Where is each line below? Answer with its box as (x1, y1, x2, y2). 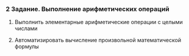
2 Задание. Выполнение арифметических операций (5, 5, 169, 13)
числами (14, 25, 38, 32)
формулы (14, 43, 39, 50)
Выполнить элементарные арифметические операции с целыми (14, 19, 184, 26)
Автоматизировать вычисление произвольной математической (14, 37, 181, 44)
